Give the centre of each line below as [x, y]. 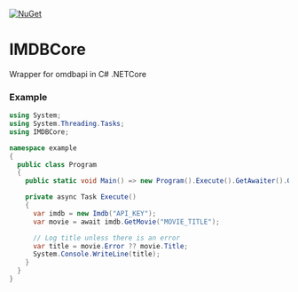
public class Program [57, 164]
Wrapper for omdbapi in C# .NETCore [78, 74]
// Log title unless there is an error [106, 238]
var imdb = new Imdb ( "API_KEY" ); [94, 213]
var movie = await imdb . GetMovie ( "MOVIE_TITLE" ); [126, 222]
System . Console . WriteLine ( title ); [97, 254]
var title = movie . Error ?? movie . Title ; [110, 246]
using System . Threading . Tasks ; [67, 124]
